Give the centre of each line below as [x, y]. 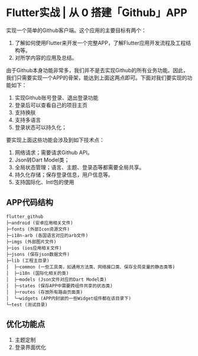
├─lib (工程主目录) [28, 261]
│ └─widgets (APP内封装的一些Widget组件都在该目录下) [69, 298]
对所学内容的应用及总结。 [46, 57]
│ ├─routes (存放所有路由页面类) [45, 292]
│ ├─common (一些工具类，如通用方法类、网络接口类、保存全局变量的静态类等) [91, 267]
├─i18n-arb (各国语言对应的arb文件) [47, 235]
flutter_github [25, 217]
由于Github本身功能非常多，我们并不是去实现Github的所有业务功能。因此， [98, 70]
